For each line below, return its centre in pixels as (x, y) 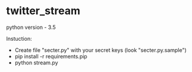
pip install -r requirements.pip (51, 56)
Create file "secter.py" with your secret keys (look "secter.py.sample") (101, 50)
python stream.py (36, 63)
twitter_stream (43, 11)
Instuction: (19, 38)
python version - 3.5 (31, 27)
